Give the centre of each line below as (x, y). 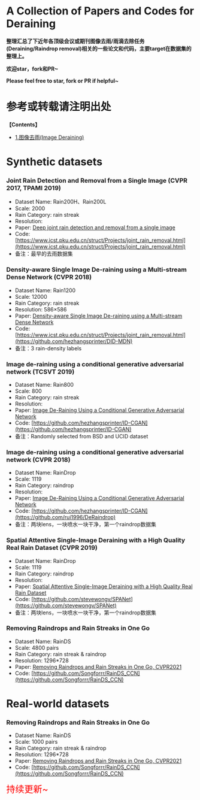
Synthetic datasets (54, 162)
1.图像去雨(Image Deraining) (49, 137)
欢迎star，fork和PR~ (32, 69)
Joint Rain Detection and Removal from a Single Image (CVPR (97, 180)
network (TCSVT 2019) (40, 371)
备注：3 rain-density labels (48, 348)
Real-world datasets (58, 704)
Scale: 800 (28, 391)
